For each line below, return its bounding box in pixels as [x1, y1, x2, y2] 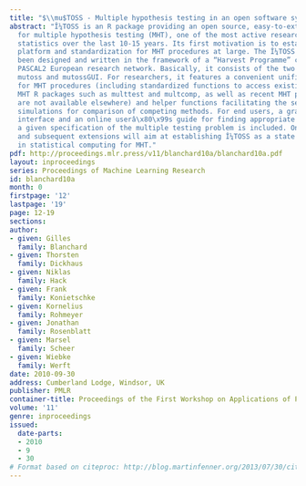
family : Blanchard [17, 243, 88, 252]
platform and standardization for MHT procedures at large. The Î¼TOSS [17, 47, 296, 57]
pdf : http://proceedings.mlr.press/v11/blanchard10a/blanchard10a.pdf [9, 149, 283, 158]
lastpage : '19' [9, 200, 67, 210]
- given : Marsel [9, 336, 71, 345]
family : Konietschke [17, 293, 96, 302]
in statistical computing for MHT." [17, 140, 157, 150]
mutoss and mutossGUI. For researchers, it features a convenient [17, 73, 275, 82]
